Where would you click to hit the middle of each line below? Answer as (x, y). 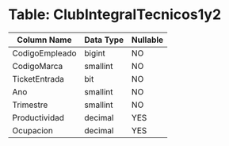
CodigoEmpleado (44, 53)
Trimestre (30, 105)
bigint (95, 53)
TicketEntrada (38, 79)
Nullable (147, 40)
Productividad (38, 117)
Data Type (104, 40)
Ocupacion (32, 130)
